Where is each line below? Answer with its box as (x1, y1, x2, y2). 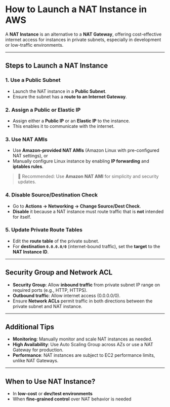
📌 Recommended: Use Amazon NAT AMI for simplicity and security (17, 174, 159, 180)
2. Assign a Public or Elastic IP (5, 106, 81, 113)
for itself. (12, 214, 31, 220)
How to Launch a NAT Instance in (5, 4, 147, 15)
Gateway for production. (12, 347, 64, 353)
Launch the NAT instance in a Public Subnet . (12, 88, 107, 94)
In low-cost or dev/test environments (12, 391, 93, 397)
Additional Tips (5, 323, 55, 331)
